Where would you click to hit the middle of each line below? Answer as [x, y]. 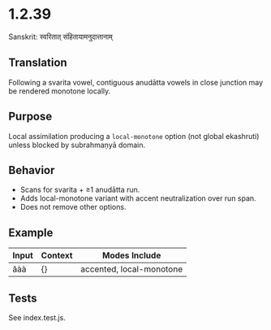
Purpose [30, 117]
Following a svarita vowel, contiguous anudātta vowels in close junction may [136, 82]
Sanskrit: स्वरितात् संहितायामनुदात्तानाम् [60, 37]
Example [31, 232]
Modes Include [132, 255]
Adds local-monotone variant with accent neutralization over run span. [138, 198]
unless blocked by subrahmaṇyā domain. [77, 145]
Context [57, 255]
